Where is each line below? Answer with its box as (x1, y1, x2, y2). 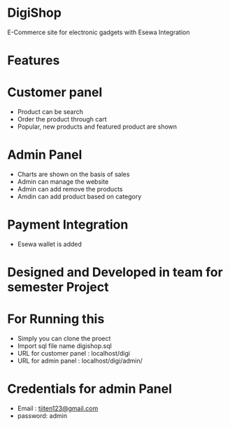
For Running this (7, 311, 105, 327)
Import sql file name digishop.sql (17, 342, 112, 350)
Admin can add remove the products (17, 185, 123, 193)
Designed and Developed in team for (7, 264, 224, 280)
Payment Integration (7, 217, 129, 233)
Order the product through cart (17, 115, 107, 124)
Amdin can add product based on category (17, 192, 142, 201)
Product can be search (17, 108, 84, 116)
